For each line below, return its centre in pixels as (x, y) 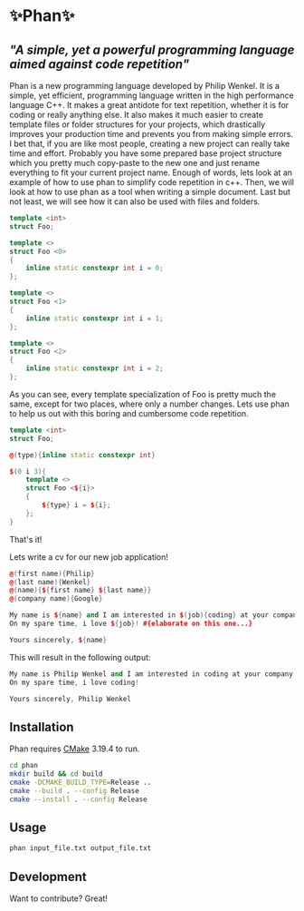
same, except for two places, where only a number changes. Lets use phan (149, 404)
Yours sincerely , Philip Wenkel (70, 699)
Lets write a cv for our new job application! (89, 557)
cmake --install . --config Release (78, 799)
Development (48, 877)
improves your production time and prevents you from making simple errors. (152, 134)
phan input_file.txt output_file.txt (81, 848)
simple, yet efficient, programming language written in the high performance (152, 95)
